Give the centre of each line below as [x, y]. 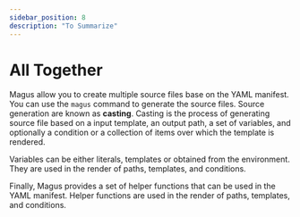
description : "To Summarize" [64, 26]
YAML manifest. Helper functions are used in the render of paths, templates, [150, 196]
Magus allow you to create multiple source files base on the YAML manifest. [149, 95]
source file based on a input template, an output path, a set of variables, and [150, 123]
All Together [56, 70]
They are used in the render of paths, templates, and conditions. [128, 169]
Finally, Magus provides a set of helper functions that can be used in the [142, 186]
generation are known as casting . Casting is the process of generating [140, 113]
